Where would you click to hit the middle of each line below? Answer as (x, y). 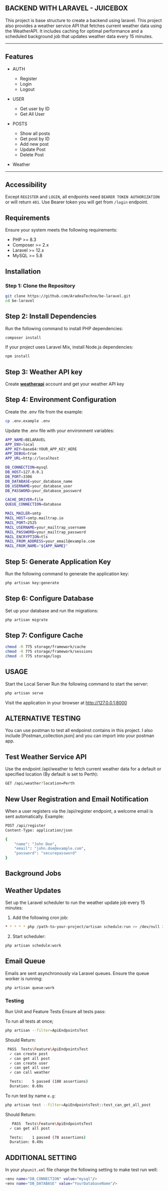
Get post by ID (35, 139)
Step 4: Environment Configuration (61, 400)
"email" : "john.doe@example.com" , (50, 849)
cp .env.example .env (28, 421)
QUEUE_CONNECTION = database (33, 505)
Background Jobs (33, 874)
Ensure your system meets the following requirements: (61, 230)
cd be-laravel (20, 301)
